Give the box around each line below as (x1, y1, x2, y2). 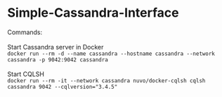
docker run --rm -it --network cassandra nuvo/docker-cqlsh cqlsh (7, 77, 206, 84)
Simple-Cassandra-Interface (7, 5, 179, 21)
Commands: (7, 28, 43, 36)
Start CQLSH (7, 70, 44, 78)
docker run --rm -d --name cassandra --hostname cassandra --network (7, 50, 216, 57)
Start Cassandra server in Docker (7, 43, 104, 51)
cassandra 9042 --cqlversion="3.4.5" (7, 83, 118, 90)
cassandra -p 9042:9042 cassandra (7, 56, 109, 64)
